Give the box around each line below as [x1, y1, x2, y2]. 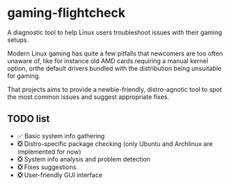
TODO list [7, 113, 50, 125]
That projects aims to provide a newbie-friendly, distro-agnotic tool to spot [7, 85, 222, 93]
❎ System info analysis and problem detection [17, 154, 150, 163]
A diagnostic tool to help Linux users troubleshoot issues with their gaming [7, 28, 222, 36]
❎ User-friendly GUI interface [17, 171, 103, 179]
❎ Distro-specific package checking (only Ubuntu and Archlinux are [17, 139, 213, 148]
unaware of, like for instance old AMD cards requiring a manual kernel [7, 56, 208, 65]
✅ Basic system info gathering [17, 131, 105, 140]
